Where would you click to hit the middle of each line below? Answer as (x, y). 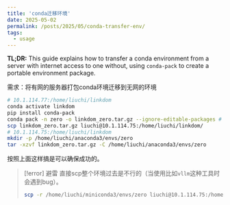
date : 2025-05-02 (32, 20)
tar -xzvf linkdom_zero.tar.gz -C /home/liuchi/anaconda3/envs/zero (107, 145)
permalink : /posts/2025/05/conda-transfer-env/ (76, 26)
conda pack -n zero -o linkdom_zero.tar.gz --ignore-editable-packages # (115, 119)
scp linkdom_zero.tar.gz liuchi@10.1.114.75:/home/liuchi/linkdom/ (105, 125)
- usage (24, 39)
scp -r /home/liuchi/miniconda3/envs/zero (85, 195)
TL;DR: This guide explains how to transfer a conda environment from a (108, 58)
